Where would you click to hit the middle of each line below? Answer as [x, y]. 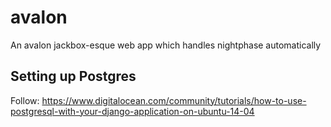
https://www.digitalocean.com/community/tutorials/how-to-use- [174, 100]
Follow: [25, 100]
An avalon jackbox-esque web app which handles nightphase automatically [166, 45]
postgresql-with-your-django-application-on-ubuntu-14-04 [132, 111]
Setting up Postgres [73, 76]
